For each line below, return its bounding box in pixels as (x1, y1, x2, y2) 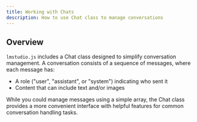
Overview (6, 37, 44, 47)
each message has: (6, 66, 55, 73)
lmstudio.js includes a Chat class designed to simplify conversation (6, 53, 176, 61)
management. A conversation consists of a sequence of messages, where (6, 59, 191, 67)
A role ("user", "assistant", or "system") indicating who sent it (15, 78, 168, 85)
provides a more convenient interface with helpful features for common (6, 103, 184, 110)
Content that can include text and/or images (15, 84, 125, 92)
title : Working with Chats (6, 8, 74, 15)
